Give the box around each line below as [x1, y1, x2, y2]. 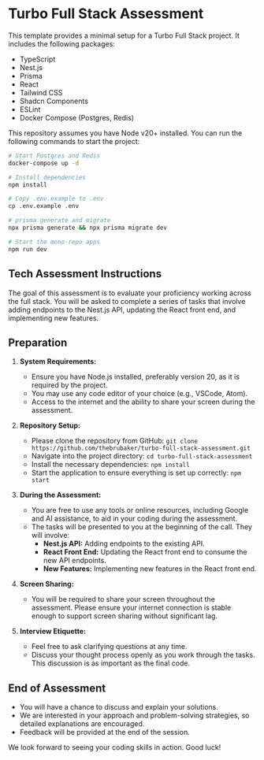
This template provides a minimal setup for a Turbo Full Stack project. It [8, 31, 240, 40]
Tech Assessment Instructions [8, 267, 162, 280]
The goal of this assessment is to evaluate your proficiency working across [8, 288, 252, 298]
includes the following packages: [8, 39, 116, 48]
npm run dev [8, 245, 47, 253]
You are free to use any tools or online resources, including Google [31, 506, 249, 515]
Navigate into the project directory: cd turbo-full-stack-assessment [31, 451, 253, 461]
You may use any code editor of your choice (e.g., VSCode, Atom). [31, 389, 248, 399]
